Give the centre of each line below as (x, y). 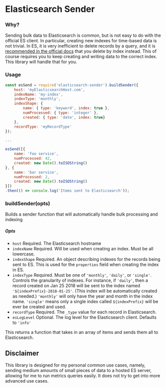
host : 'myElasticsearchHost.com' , (50, 90)
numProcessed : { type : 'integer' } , (61, 113)
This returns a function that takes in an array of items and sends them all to (82, 332)
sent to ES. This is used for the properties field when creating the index (85, 265)
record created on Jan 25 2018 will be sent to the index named (76, 286)
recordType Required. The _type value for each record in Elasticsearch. (84, 312)
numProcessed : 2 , (32, 177)
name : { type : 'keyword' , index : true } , (66, 108)
